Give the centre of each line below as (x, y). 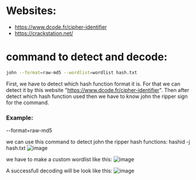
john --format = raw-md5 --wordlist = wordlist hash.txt (72, 72)
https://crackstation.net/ (44, 33)
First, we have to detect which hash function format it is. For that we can (93, 84)
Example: (20, 117)
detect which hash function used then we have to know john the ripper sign (97, 96)
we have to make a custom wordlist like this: (59, 159)
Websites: (31, 11)
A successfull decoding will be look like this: (59, 171)
